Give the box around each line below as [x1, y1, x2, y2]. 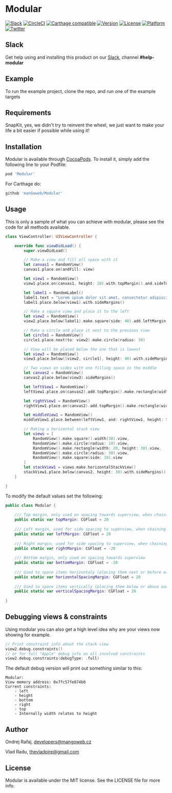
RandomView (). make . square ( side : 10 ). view [32, 455, 123, 460]
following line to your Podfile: [5, 161, 67, 168]
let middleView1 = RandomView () [24, 412, 93, 418]
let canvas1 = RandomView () [24, 262, 83, 267]
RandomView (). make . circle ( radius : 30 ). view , [32, 450, 130, 455]
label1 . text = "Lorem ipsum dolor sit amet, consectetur [24, 295, 147, 300]
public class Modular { [5, 503, 56, 508]
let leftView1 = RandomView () [24, 384, 88, 390]
